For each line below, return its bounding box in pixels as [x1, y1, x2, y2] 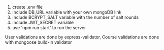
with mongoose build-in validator [5, 39, 72, 45]
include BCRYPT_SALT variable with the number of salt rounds [12, 15, 139, 20]
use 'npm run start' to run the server [12, 25, 86, 31]
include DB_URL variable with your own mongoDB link [12, 9, 122, 15]
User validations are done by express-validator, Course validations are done [5, 34, 159, 40]
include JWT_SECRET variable [12, 19, 74, 25]
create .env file [12, 4, 43, 10]
